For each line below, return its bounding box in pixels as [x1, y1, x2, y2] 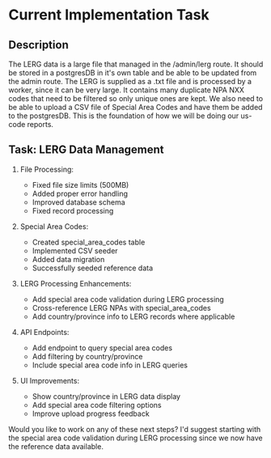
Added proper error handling [32, 189, 128, 198]
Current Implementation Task [8, 6, 210, 24]
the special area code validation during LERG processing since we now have [8, 433, 263, 443]
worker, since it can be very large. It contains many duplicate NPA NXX [8, 85, 245, 95]
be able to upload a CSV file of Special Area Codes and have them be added [8, 103, 263, 112]
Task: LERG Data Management [8, 143, 164, 157]
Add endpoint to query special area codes [32, 342, 172, 353]
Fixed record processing [32, 206, 114, 215]
